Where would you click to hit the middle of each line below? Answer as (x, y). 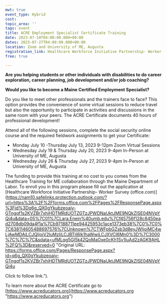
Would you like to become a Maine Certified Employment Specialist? (77, 90)
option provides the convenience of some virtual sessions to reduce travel (81, 105)
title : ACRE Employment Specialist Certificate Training (66, 33)
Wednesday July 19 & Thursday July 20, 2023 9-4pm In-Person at (80, 151)
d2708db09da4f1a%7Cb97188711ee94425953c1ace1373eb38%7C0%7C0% (83, 224)
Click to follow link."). (27, 276)
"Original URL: (71, 245)
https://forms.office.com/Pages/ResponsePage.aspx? (60, 251)
